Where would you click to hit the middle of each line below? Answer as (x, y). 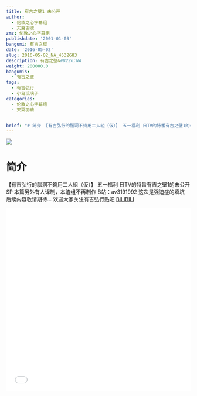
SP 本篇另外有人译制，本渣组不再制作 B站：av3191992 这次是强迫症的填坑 (96, 192)
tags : (13, 83)
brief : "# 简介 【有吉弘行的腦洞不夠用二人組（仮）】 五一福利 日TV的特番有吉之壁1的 (98, 126)
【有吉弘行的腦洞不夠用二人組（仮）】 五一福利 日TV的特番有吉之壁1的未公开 (98, 185)
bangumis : (18, 72)
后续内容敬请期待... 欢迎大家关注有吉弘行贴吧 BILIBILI (70, 199)
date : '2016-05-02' (30, 50)
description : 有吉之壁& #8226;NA (44, 60)
